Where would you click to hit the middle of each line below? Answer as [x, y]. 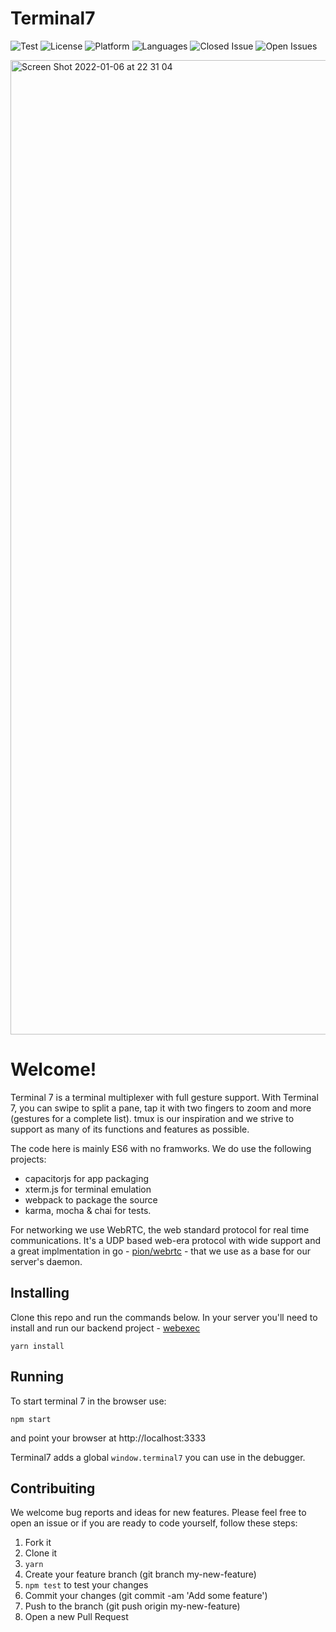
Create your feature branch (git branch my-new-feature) [140, 1574]
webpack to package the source [91, 1199]
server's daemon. [46, 1261]
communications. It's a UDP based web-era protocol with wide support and [166, 1240]
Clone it [41, 1553]
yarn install [37, 1346]
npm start [31, 1419]
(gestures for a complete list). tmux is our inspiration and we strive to [152, 1118]
